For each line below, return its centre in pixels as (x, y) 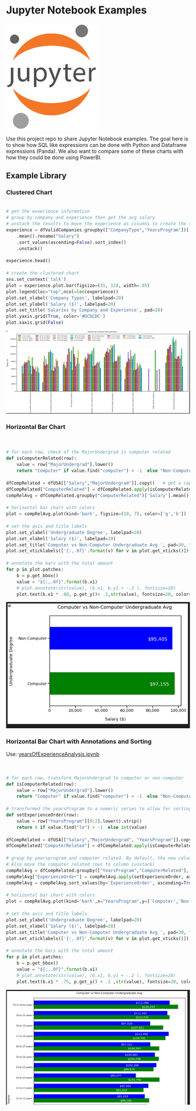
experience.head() (28, 261)
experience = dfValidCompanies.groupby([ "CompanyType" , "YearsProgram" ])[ (98, 230)
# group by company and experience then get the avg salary (81, 218)
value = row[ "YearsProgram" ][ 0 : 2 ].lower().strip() (79, 821)
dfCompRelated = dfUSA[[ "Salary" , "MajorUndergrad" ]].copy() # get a (94, 483)
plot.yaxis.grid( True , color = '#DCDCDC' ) (56, 317)
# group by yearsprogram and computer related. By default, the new (91, 858)
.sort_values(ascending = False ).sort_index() (71, 242)
